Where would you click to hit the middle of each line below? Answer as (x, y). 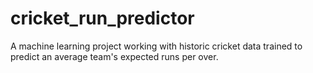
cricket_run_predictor (102, 18)
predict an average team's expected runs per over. (114, 56)
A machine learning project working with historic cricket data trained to (156, 46)
